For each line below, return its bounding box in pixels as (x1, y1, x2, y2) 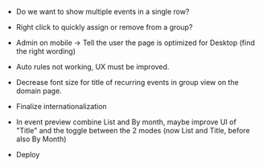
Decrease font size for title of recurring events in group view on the (15, 78, 239, 87)
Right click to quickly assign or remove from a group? (15, 22, 193, 31)
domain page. (15, 86, 62, 96)
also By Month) (15, 134, 67, 144)
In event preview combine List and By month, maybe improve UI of (15, 117, 237, 127)
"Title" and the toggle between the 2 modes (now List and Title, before (15, 126, 251, 135)
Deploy (15, 150, 40, 159)
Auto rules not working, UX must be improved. (15, 62, 170, 71)
